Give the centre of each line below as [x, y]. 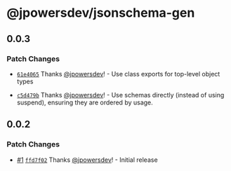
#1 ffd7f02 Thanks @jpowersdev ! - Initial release [87, 160]
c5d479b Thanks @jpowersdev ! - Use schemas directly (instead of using [120, 95]
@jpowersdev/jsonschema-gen [101, 13]
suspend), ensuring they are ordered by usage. [85, 102]
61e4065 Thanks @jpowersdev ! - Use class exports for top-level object [118, 74]
